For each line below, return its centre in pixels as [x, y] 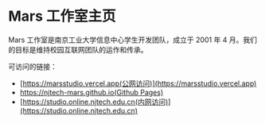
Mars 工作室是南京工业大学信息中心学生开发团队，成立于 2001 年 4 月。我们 [132, 40]
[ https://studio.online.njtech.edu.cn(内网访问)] [95, 102]
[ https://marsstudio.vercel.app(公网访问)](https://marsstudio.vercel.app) [138, 83]
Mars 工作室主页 [62, 16]
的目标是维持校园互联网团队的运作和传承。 [78, 49]
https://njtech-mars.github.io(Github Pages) [92, 92]
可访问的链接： [33, 66]
